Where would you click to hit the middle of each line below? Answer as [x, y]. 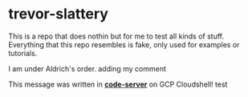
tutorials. [23, 53]
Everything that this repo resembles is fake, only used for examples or [124, 44]
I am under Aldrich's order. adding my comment [87, 68]
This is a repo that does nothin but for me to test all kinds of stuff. [116, 36]
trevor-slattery [58, 14]
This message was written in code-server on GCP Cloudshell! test [118, 84]
